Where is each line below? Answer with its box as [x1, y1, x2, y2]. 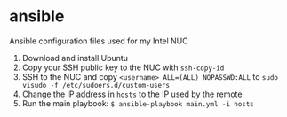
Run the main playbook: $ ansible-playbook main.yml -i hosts [21, 97, 255, 108]
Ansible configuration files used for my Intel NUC [9, 35, 188, 46]
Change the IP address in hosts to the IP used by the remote [21, 89, 243, 99]
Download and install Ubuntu [21, 52, 129, 63]
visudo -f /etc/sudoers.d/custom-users [21, 81, 171, 90]
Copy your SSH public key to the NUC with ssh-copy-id [21, 62, 225, 73]
